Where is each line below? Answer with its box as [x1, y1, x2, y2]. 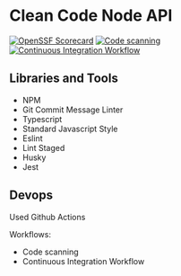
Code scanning [22, 246, 79, 257]
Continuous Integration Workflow [22, 255, 145, 266]
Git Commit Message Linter [22, 104, 124, 115]
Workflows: [9, 228, 52, 239]
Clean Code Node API [9, 5, 173, 26]
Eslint [22, 132, 43, 144]
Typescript [22, 113, 63, 124]
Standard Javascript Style [22, 123, 118, 134]
